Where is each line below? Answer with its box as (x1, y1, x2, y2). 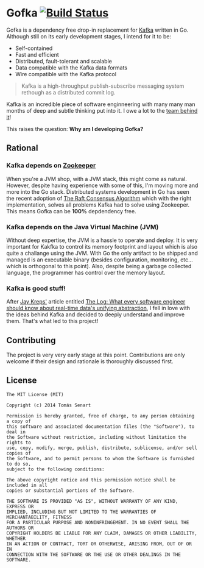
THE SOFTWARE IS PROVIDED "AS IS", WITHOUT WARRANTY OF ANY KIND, (6, 498, 178, 504)
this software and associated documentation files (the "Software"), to (6, 424, 195, 430)
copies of (6, 450, 32, 456)
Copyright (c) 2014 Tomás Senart (6, 402, 91, 408)
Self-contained (15, 44, 53, 52)
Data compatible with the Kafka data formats (15, 64, 128, 71)
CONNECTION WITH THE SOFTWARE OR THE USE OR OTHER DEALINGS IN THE (6, 552, 181, 558)
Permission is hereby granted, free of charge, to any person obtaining (6, 413, 195, 419)
